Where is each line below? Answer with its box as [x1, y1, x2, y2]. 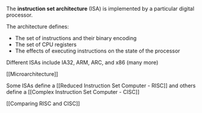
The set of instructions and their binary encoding [14, 35, 137, 41]
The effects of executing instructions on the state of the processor [14, 47, 180, 54]
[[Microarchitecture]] [6, 71, 58, 77]
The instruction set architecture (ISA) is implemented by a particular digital [6, 5, 195, 12]
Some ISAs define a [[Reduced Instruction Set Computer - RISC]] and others [6, 82, 196, 89]
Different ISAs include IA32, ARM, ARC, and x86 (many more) [6, 59, 159, 66]
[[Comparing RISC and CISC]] [6, 100, 80, 107]
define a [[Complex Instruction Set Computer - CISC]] [6, 88, 140, 95]
